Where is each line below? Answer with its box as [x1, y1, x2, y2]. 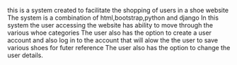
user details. [7, 51, 44, 59]
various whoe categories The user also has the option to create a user [7, 28, 212, 37]
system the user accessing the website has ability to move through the [7, 21, 214, 29]
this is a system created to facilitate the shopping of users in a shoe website [7, 6, 229, 14]
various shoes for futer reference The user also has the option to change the [7, 44, 231, 52]
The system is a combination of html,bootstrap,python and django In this [7, 13, 219, 22]
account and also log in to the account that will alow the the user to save [7, 36, 219, 45]
